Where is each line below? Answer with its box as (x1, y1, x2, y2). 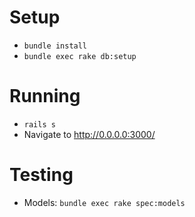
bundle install (23, 41, 88, 51)
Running (9, 85, 81, 108)
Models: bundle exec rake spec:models (23, 196, 186, 208)
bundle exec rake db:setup (23, 51, 137, 61)
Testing (9, 164, 74, 186)
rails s (23, 119, 56, 130)
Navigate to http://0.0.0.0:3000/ (23, 128, 156, 140)
